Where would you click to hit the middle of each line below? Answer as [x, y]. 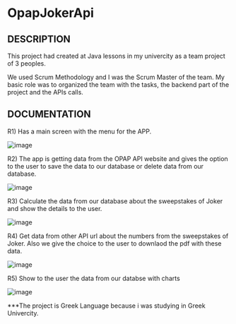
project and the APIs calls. [45, 92]
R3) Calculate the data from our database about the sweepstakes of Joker [115, 201]
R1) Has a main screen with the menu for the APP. [79, 131]
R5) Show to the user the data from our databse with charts [94, 278]
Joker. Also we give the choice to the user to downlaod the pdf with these [114, 243]
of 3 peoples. [26, 64]
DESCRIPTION [39, 39]
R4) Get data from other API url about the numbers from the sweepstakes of [118, 236]
